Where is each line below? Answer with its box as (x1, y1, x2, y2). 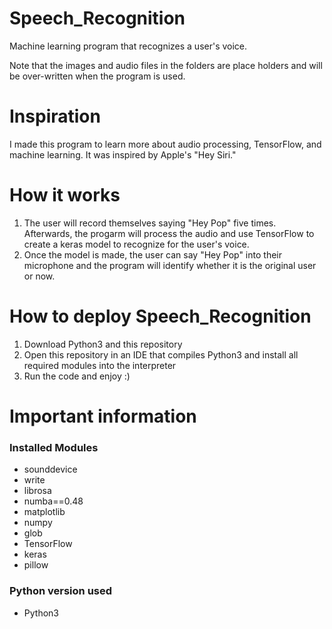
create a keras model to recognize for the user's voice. (23, 238, 250, 250)
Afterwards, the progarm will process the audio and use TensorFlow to (23, 227, 315, 239)
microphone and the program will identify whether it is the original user (23, 259, 317, 271)
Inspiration (9, 105, 101, 128)
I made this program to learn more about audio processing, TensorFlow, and (9, 138, 322, 150)
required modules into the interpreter (23, 359, 177, 371)
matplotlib (23, 506, 66, 518)
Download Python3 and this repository (23, 338, 183, 350)
